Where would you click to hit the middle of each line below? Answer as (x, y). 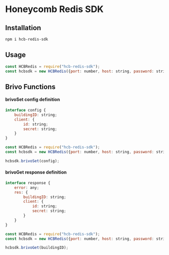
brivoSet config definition (33, 99)
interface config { (26, 110)
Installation (23, 28)
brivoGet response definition (36, 172)
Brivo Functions (30, 87)
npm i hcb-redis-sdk (27, 39)
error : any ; (27, 187)
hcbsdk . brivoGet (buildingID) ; (37, 248)
